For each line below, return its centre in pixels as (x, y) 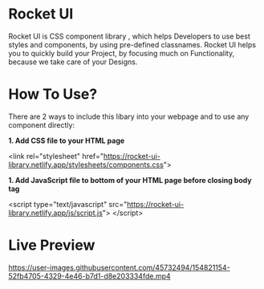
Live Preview (52, 245)
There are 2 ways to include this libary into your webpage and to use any (129, 116)
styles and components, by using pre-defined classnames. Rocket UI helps (132, 44)
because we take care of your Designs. (73, 62)
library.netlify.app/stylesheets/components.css (86, 165)
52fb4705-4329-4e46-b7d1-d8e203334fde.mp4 (89, 276)
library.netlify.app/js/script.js (55, 213)
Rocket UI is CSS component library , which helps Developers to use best (129, 36)
